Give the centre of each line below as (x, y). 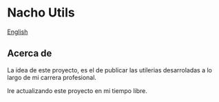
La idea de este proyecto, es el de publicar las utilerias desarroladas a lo (109, 70)
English (18, 32)
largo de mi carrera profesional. (52, 77)
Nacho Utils (41, 13)
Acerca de (30, 53)
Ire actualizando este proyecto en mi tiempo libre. (77, 90)
